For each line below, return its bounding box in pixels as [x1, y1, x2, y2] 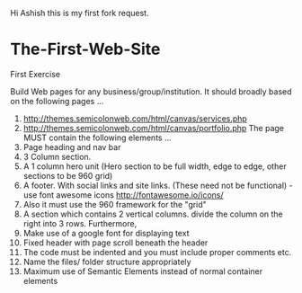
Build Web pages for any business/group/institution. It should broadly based [10, 85, 292, 97]
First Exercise [10, 68, 61, 79]
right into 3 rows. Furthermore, [22, 218, 138, 228]
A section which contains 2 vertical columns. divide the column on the [22, 209, 284, 219]
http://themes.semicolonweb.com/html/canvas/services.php [22, 112, 248, 124]
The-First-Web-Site [10, 40, 161, 59]
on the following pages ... [10, 95, 104, 106]
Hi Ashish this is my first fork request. [10, 8, 149, 18]
